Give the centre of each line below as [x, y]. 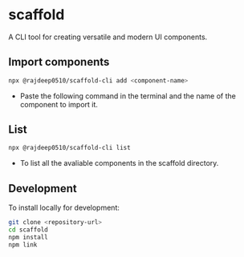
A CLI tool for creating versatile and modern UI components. [108, 37]
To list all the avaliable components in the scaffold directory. [119, 163]
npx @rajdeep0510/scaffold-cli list [69, 148]
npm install [28, 237]
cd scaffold [28, 230]
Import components [59, 62]
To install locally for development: [64, 208]
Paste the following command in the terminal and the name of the [128, 96]
